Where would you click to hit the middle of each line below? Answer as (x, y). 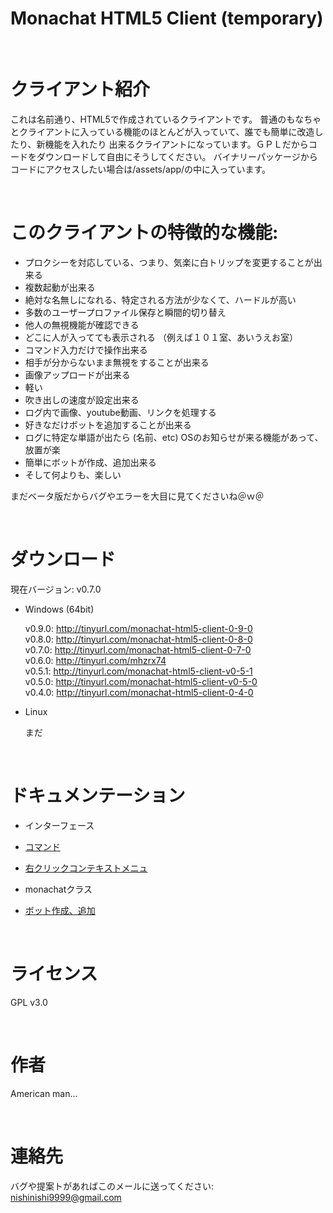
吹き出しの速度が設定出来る (82, 399)
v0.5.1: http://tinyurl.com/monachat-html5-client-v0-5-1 (138, 671)
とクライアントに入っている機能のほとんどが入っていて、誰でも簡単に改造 (162, 131)
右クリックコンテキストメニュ (86, 868)
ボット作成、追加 (60, 910)
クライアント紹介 (80, 89)
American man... (44, 1093)
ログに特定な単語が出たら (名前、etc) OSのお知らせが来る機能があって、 (174, 437)
